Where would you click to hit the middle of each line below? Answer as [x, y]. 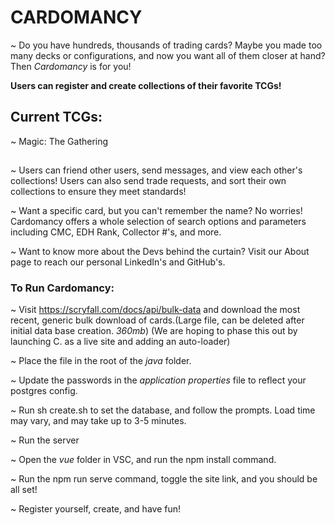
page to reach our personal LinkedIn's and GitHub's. [118, 262]
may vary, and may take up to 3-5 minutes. [98, 421]
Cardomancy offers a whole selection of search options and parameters [158, 222]
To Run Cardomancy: [62, 288]
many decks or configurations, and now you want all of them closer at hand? [168, 55]
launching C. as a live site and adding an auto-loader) [120, 342]
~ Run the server [45, 440]
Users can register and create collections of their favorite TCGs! [146, 85]
